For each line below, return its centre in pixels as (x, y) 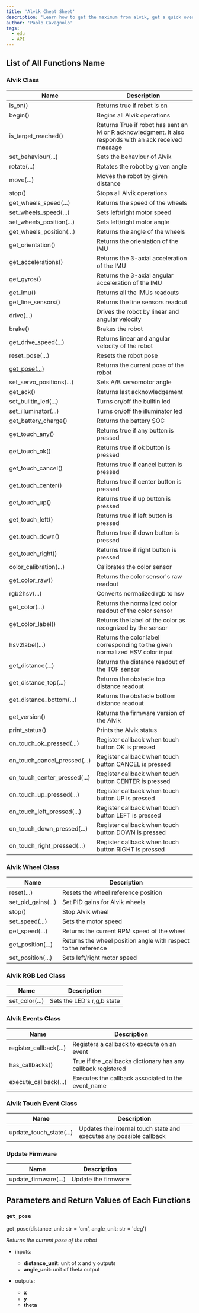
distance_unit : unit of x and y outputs (70, 1263)
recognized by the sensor (132, 628)
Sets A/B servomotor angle (134, 382)
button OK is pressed (126, 747)
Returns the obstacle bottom (136, 696)
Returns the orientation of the (138, 241)
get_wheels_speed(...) (40, 202)
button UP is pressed (126, 798)
